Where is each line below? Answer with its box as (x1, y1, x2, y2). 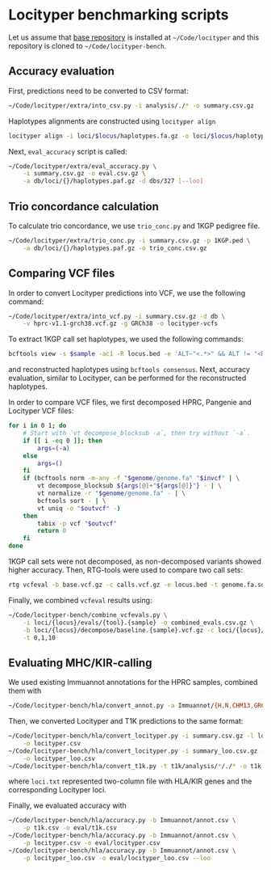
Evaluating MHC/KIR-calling (8, 656, 152, 669)
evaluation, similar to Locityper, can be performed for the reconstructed (8, 374, 247, 383)
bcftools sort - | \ (37, 496, 106, 505)
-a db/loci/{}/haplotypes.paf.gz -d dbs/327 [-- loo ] (23, 177, 204, 185)
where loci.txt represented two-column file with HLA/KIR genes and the (8, 776, 252, 786)
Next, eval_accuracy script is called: (8, 146, 127, 156)
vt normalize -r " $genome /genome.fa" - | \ (37, 489, 186, 497)
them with (8, 686, 42, 696)
